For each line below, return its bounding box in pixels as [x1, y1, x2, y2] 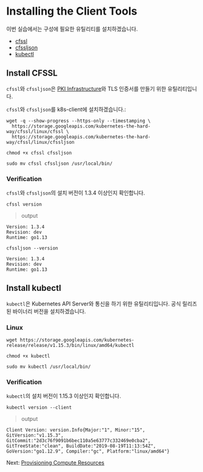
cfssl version [6, 201, 43, 208]
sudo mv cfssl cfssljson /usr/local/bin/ [6, 160, 113, 166]
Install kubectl [6, 283, 61, 293]
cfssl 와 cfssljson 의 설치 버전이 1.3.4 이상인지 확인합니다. [6, 189, 145, 196]
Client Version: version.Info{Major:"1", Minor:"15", [6, 427, 146, 434]
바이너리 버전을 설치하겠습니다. [12, 307, 86, 315]
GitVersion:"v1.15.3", [6, 432, 64, 438]
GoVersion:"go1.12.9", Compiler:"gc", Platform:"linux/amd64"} [6, 448, 170, 455]
